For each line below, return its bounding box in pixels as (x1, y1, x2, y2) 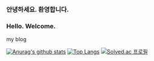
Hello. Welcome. (6, 22, 56, 30)
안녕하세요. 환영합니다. (6, 5, 69, 13)
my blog (6, 36, 27, 43)
